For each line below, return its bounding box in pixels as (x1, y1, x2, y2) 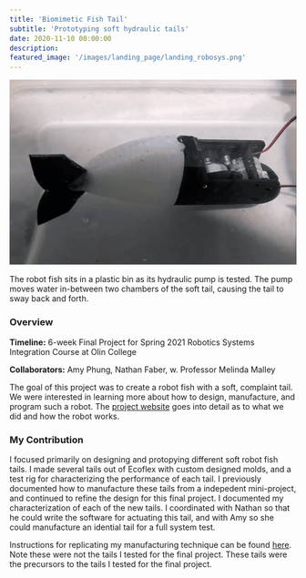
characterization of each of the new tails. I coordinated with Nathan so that (9, 502, 291, 513)
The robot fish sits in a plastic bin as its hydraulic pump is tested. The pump (9, 274, 293, 285)
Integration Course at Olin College (9, 346, 137, 357)
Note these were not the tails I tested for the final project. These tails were (9, 549, 288, 560)
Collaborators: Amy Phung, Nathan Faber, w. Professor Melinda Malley (9, 364, 276, 375)
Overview (9, 316, 54, 329)
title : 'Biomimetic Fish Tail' (9, 15, 128, 24)
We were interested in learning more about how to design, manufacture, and (9, 391, 296, 402)
